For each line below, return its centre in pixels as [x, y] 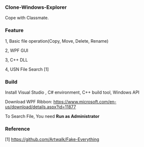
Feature [14, 31]
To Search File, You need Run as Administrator [52, 116]
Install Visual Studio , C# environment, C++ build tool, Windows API [72, 92]
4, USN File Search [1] [27, 69]
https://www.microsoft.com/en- [85, 101]
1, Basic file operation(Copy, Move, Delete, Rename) [57, 41]
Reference [17, 129]
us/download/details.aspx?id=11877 [40, 107]
